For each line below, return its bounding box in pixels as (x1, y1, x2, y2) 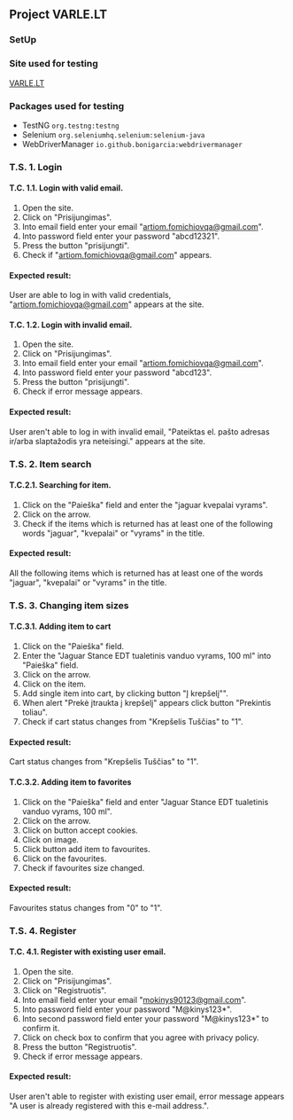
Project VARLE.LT (9, 7, 108, 22)
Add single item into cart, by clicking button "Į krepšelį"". (21, 688, 228, 699)
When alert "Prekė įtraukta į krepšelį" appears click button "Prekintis (21, 698, 272, 709)
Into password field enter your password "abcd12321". (21, 231, 220, 242)
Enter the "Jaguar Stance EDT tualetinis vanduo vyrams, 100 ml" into (21, 651, 272, 662)
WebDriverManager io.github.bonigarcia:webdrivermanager (21, 138, 243, 149)
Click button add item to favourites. (21, 843, 150, 854)
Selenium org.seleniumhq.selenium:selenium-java (21, 129, 205, 140)
